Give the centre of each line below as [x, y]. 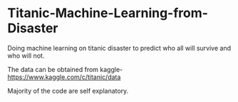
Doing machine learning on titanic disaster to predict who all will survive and [119, 48]
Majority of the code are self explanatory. [68, 91]
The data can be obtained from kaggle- [65, 69]
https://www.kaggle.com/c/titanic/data [64, 77]
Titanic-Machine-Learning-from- [108, 13]
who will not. [26, 56]
